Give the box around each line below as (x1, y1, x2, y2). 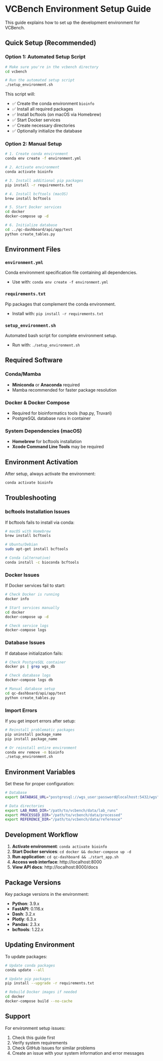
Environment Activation (5, 458, 79, 466)
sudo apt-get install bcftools (5, 547, 68, 551)
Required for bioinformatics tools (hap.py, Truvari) (12, 410, 112, 416)
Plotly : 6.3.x (12, 916, 36, 922)
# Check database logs (5, 673, 51, 678)
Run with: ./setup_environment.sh (12, 342, 80, 348)
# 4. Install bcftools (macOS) (5, 191, 68, 196)
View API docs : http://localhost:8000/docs (12, 864, 98, 870)
